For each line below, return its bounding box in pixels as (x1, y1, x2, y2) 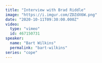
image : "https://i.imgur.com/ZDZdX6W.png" (5, 12, 97, 17)
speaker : (5, 36, 24, 41)
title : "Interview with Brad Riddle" (5, 7, 86, 13)
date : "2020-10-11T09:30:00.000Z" (5, 17, 79, 22)
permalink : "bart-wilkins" (10, 45, 68, 50)
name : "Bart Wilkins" (10, 41, 56, 46)
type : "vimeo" (10, 26, 40, 31)
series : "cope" (5, 50, 38, 55)
